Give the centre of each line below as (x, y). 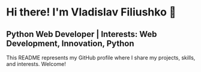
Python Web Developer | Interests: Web (82, 34)
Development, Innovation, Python (70, 43)
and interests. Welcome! (36, 64)
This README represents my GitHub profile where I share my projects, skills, (101, 58)
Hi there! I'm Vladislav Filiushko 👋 (91, 12)
